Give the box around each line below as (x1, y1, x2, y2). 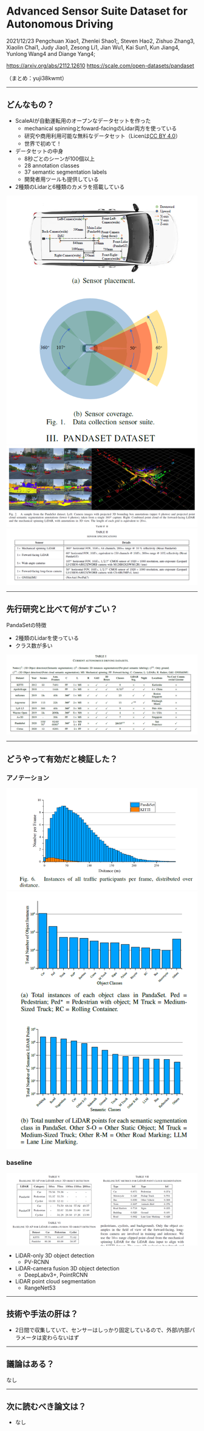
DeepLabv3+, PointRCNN (24, 1271, 88, 1278)
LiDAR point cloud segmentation (15, 1277, 96, 1285)
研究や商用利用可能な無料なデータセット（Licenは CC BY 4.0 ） (24, 132, 181, 139)
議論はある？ (6, 1359, 55, 1370)
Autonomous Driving (6, 17, 114, 31)
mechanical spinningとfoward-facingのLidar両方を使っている (24, 125, 177, 132)
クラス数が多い (15, 642, 53, 649)
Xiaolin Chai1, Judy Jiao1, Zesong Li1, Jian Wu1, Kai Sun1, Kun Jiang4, (6, 44, 180, 51)
